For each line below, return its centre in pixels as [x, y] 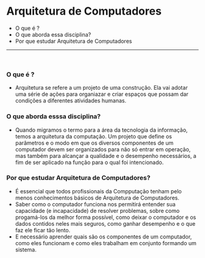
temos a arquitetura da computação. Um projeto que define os [93, 136]
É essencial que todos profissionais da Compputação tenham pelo [98, 191]
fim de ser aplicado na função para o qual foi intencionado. [89, 162]
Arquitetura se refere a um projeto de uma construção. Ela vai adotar [101, 88]
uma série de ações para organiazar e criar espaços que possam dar [102, 94]
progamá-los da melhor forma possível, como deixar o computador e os [106, 217]
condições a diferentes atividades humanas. [71, 101]
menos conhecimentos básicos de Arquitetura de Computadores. [97, 198]
